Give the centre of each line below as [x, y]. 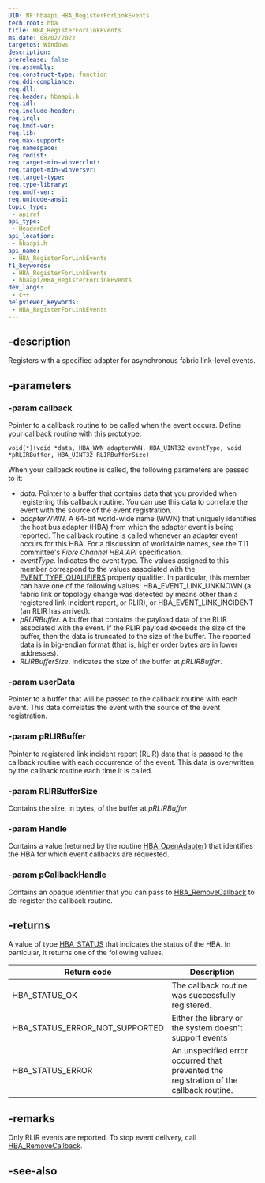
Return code [88, 972]
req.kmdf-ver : [32, 126]
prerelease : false [38, 60]
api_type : [24, 221]
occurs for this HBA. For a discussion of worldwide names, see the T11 [134, 544]
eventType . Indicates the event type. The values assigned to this [124, 561]
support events [200, 1038]
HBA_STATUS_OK [45, 996]
